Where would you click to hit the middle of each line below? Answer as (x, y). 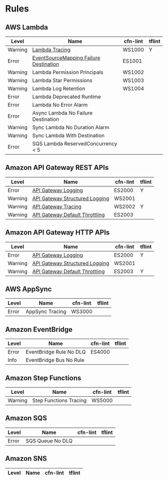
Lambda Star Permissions (62, 80)
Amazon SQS (26, 418)
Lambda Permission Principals (68, 72)
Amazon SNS (26, 459)
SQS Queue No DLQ (49, 440)
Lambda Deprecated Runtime (66, 97)
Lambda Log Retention (59, 88)
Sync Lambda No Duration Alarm (71, 127)
